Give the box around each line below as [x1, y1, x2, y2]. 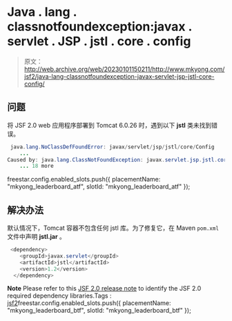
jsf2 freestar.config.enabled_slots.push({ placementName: [7, 299, 171, 307]
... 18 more [19, 163, 54, 170]
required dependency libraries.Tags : [7, 291, 112, 300]
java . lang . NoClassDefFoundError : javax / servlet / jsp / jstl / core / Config [10, 143, 215, 150]
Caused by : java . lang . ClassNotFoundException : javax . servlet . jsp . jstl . [7, 156, 217, 163]
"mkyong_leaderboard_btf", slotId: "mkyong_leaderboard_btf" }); [7, 307, 191, 315]
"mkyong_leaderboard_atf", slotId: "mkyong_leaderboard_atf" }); [7, 182, 191, 191]
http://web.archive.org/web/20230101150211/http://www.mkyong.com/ [23, 65, 225, 73]
